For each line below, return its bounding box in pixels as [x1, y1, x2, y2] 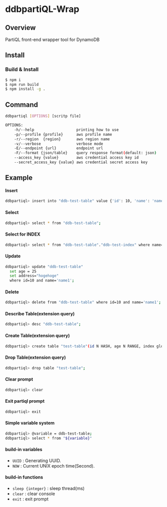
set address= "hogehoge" [9, 273, 59, 278]
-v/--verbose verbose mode [14, 141, 103, 146]
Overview [5, 23, 36, 32]
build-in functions [5, 474, 43, 480]
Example [5, 174, 33, 182]
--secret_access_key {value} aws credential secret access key [14, 160, 148, 165]
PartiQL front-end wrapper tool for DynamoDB [5, 36, 100, 42]
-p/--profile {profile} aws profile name [14, 132, 112, 137]
